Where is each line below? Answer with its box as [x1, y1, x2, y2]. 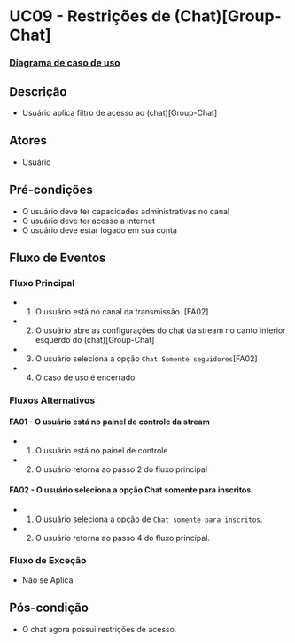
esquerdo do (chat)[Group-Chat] [35, 335, 155, 345]
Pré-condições [9, 182, 93, 198]
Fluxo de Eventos [9, 250, 106, 265]
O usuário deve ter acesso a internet [21, 215, 156, 226]
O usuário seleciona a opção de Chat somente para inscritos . [35, 514, 263, 524]
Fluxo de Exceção [9, 554, 87, 567]
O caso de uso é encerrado [35, 372, 136, 383]
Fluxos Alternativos [9, 394, 96, 407]
